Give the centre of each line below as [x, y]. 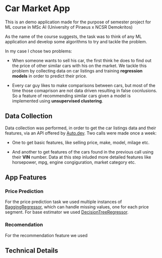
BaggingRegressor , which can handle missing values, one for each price [77, 207]
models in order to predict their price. [50, 76]
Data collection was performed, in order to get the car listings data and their [81, 128]
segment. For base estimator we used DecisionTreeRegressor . [67, 212]
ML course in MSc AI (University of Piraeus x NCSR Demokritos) [69, 27]
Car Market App [37, 9]
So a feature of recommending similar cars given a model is [71, 96]
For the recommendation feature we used [46, 235]
